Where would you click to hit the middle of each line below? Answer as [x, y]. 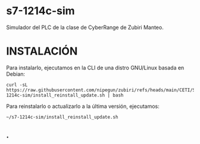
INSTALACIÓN [42, 51]
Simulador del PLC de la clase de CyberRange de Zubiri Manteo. [85, 27]
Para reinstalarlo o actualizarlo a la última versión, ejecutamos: [83, 106]
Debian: [16, 74]
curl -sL [17, 85]
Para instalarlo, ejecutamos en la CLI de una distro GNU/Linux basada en [95, 68]
